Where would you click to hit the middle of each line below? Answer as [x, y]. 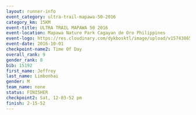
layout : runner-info [31, 11]
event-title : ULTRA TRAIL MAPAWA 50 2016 [57, 28]
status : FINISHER [27, 92]
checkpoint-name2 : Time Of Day [44, 49]
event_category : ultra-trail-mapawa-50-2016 [61, 17]
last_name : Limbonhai [32, 76]
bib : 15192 [19, 65]
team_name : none [26, 87]
